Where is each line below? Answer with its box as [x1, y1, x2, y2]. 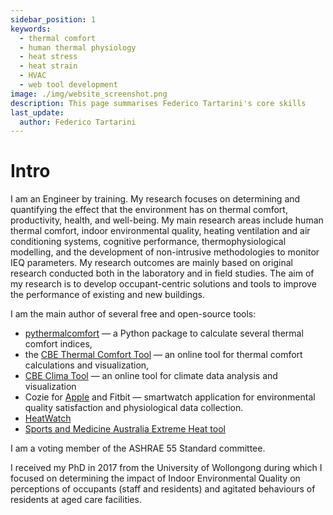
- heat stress [19, 52, 78, 62]
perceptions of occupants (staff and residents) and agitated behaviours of [10, 483, 316, 495]
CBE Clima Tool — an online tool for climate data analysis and [24, 370, 278, 382]
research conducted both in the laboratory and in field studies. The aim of [10, 267, 315, 280]
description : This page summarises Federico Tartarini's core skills [10, 98, 307, 108]
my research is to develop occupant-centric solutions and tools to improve [10, 278, 317, 290]
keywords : [10, 24, 52, 34]
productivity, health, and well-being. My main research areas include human [10, 214, 324, 226]
